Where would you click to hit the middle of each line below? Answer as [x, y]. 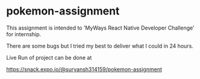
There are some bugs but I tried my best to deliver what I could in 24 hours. [100, 46]
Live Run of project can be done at [49, 57]
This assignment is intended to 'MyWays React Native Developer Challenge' [100, 28]
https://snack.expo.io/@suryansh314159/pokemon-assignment [84, 69]
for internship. [24, 34]
